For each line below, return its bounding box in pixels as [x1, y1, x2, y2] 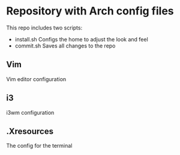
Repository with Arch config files [6, 4, 174, 18]
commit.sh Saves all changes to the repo [14, 42, 116, 49]
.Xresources [6, 126, 54, 136]
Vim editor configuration [6, 75, 67, 82]
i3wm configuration [6, 109, 55, 116]
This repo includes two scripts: [6, 24, 83, 31]
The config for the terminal [6, 142, 73, 150]
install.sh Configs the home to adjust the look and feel [14, 35, 148, 43]
